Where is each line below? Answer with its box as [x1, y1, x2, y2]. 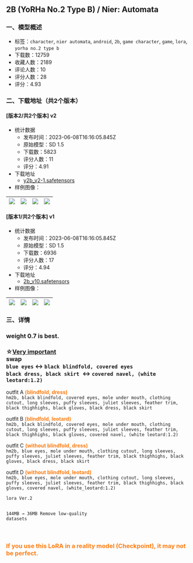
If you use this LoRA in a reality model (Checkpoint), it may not [6, 542, 186, 550]
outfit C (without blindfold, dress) [6, 442, 89, 449]
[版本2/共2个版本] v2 [6, 112, 57, 119]
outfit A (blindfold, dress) [6, 389, 68, 396]
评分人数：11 [23, 155, 54, 163]
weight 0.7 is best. [6, 332, 59, 340]
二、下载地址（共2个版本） [6, 97, 82, 105]
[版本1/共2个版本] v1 [6, 213, 55, 220]
